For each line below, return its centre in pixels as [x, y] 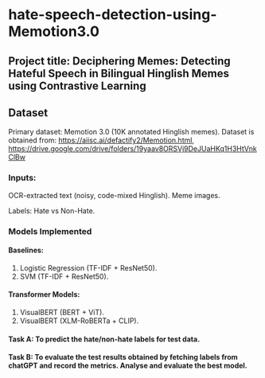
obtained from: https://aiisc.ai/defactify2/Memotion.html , [101, 140]
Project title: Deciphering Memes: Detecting [119, 61]
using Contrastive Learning [77, 86]
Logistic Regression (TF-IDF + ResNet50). [88, 267]
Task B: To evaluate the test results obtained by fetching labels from [123, 357]
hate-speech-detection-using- [113, 15]
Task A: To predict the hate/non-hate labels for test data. [104, 339]
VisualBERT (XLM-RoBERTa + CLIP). [79, 321]
